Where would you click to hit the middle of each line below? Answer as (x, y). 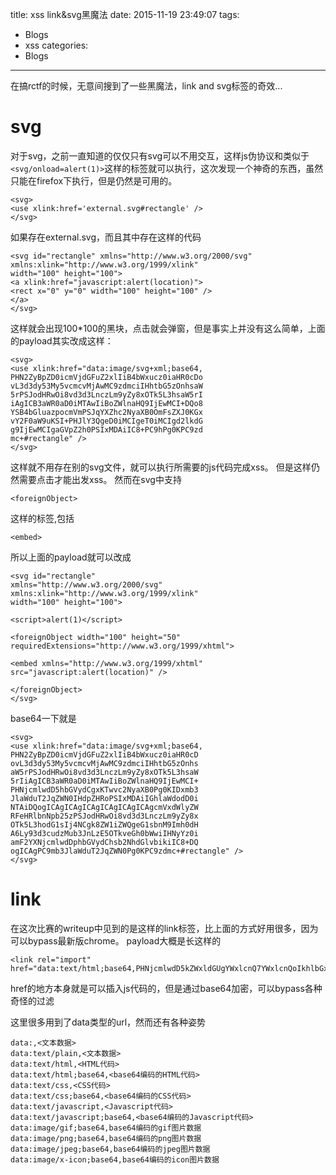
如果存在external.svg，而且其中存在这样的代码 (106, 237)
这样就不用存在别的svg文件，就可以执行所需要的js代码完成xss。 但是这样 (161, 467)
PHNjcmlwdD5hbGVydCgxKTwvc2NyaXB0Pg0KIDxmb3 (104, 789)
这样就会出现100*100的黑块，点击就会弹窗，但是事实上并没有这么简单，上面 (168, 328)
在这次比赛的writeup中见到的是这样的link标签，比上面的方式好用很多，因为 (164, 928)
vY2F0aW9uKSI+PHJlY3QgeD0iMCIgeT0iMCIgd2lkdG (106, 421)
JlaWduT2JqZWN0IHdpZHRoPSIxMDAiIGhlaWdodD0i (104, 798)
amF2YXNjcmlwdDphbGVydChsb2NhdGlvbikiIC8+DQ (104, 842)
